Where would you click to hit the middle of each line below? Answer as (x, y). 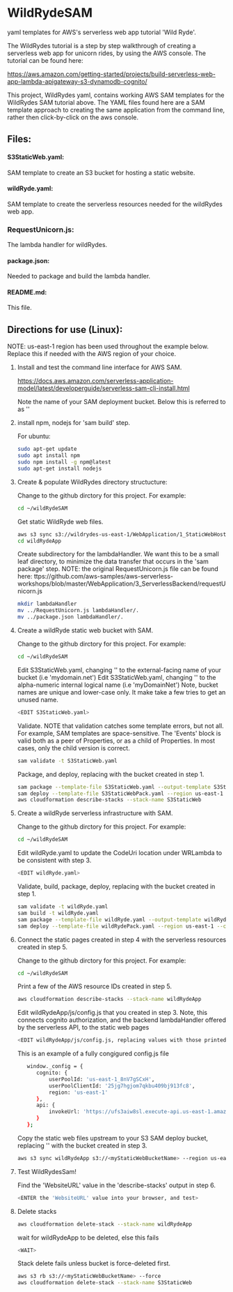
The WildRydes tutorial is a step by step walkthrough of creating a (102, 45)
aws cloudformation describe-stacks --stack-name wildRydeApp (109, 1000)
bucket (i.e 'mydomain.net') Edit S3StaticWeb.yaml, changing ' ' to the (116, 677)
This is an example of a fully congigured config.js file (93, 1054)
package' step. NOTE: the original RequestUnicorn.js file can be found (118, 569)
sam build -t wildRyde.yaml (58, 913)
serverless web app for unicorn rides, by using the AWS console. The (107, 53)
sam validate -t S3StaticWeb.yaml (67, 761)
